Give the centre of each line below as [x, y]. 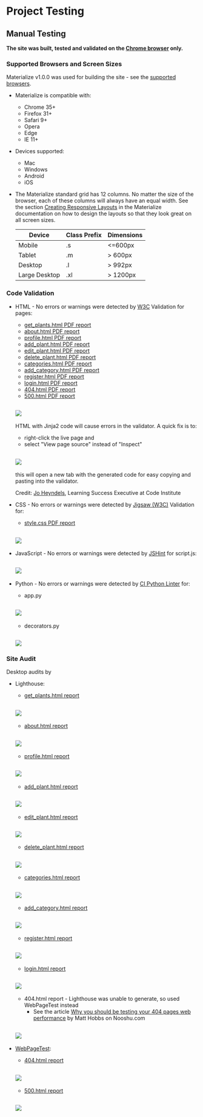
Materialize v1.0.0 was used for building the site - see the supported [91, 77]
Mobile [28, 246]
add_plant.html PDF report [57, 344]
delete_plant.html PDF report [60, 357]
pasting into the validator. [47, 481]
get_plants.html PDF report [58, 325]
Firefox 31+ [38, 114]
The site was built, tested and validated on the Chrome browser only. [95, 48]
